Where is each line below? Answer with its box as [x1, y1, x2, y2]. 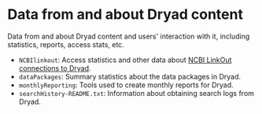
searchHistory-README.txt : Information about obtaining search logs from [18, 88, 255, 97]
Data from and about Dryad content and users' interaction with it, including [7, 31, 250, 41]
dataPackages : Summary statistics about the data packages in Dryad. [18, 72, 242, 81]
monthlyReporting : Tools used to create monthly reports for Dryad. [18, 80, 234, 90]
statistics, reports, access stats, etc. [7, 39, 125, 49]
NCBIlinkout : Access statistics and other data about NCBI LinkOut [18, 55, 232, 64]
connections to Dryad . [18, 63, 91, 72]
